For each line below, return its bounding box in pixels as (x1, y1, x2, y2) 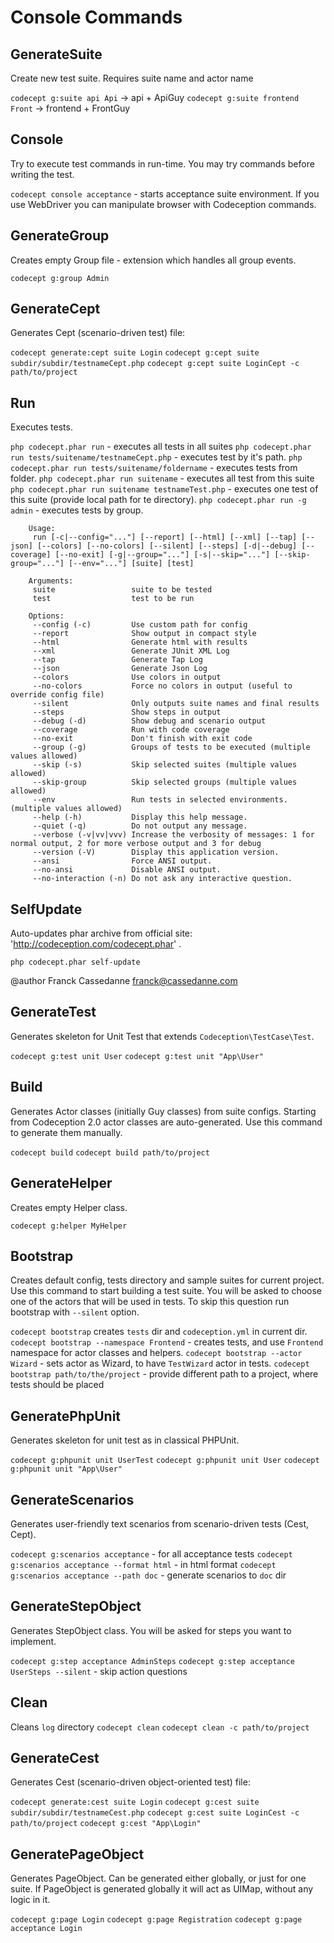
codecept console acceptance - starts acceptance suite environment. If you (10, 187, 320, 200)
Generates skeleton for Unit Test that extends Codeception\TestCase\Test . (10, 1030, 315, 1042)
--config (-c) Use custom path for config (32, 620, 248, 630)
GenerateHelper (10, 1175, 113, 1192)
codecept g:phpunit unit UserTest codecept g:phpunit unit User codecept (10, 1456, 320, 1466)
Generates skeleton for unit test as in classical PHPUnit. (10, 1434, 240, 1446)
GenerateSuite (10, 46, 103, 63)
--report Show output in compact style (32, 629, 257, 639)
